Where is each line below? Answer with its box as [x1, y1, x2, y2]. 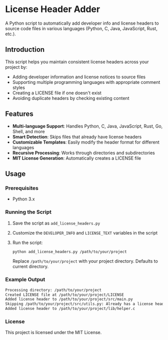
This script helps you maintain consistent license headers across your [5, 59, 149, 65]
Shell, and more [12, 128, 45, 134]
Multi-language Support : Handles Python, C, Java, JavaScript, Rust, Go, [12, 123, 163, 129]
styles [12, 84, 25, 90]
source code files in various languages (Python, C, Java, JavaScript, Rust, [5, 25, 157, 31]
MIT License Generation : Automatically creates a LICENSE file [12, 155, 141, 161]
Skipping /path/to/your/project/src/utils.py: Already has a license [5, 301, 153, 307]
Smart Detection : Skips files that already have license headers [12, 134, 142, 140]
